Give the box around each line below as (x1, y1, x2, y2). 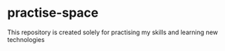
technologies (7, 35, 45, 43)
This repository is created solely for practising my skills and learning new (7, 28, 219, 36)
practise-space (7, 5, 99, 21)
